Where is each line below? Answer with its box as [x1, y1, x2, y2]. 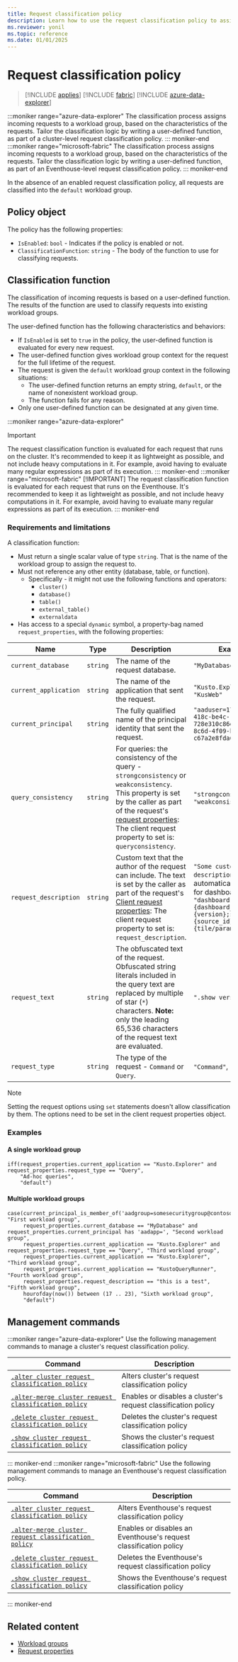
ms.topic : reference [7, 30, 69, 38]
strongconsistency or [115, 770, 186, 780]
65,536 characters [115, 1023, 178, 1033]
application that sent [115, 685, 184, 695]
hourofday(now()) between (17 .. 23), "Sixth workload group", [23, 1290, 214, 1298]
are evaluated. [115, 1041, 163, 1051]
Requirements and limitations [7, 522, 111, 532]
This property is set [115, 787, 181, 797]
